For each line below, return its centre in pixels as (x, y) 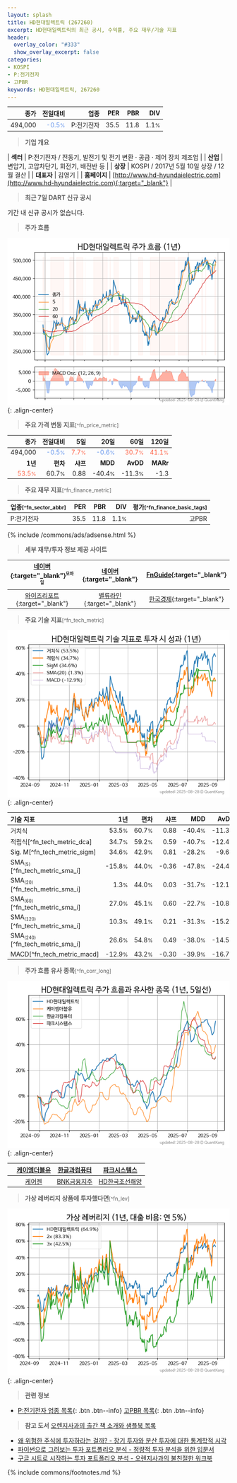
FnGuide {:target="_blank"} (187, 575)
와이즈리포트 (42, 595)
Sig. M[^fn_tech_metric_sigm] (53, 852)
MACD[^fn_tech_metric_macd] (55, 954)
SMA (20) (22, 881)
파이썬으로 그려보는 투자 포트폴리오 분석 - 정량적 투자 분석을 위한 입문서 (116, 1450)
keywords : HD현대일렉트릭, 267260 (54, 90)
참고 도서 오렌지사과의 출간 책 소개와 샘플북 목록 (90, 1426)
